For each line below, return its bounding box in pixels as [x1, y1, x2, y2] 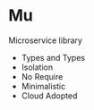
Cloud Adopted [21, 90, 78, 101]
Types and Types [21, 52, 86, 63]
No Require [21, 71, 64, 81]
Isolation [21, 62, 54, 72]
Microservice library [8, 35, 82, 46]
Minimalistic [21, 80, 66, 91]
